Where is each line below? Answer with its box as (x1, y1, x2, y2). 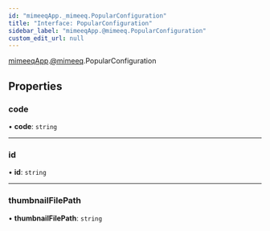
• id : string (8, 168, 47, 177)
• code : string (8, 121, 58, 131)
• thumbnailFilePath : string (8, 213, 103, 223)
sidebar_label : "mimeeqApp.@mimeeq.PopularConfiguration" (8, 26, 207, 34)
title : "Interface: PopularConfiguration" (8, 19, 153, 27)
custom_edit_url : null (8, 34, 84, 43)
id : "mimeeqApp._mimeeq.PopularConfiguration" (8, 11, 167, 20)
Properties (8, 79, 63, 93)
